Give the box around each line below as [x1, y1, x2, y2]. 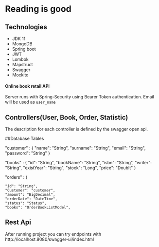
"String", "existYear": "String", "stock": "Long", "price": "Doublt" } [5, 165, 136, 171]
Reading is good [5, 3, 71, 15]
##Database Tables [5, 135, 44, 142]
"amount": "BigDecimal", [5, 192, 55, 197]
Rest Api [5, 218, 32, 227]
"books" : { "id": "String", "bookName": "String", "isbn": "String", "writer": [5, 160, 152, 166]
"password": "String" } [5, 150, 50, 156]
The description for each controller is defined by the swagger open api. [5, 126, 148, 132]
